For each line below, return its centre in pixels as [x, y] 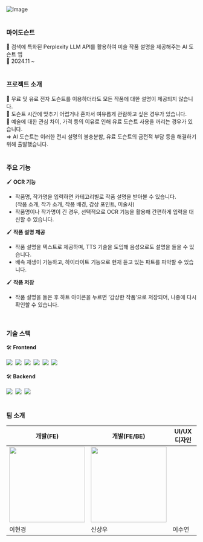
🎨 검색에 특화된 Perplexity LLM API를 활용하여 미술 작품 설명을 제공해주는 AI [97, 47]
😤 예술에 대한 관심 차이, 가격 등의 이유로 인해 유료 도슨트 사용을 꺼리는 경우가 [96, 121]
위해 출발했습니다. [27, 144]
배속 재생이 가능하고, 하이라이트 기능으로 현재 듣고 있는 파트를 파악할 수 [99, 262]
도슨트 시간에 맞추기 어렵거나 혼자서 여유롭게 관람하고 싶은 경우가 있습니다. [99, 114]
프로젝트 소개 [24, 85]
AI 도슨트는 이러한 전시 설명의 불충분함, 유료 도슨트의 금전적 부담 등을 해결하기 [105, 137]
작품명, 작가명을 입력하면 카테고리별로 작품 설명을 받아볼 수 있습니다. [95, 196]
